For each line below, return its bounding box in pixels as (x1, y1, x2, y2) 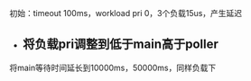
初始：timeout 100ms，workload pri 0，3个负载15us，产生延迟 (9, 8, 243, 18)
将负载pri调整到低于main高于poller (22, 37, 219, 52)
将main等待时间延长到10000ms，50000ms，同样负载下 (9, 62, 217, 73)
